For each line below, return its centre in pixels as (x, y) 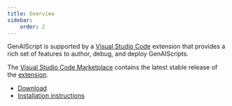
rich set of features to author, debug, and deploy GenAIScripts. (98, 54)
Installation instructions (51, 96)
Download (32, 89)
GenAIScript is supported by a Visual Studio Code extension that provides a (116, 47)
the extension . (28, 75)
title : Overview (31, 14)
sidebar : (20, 20)
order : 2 (33, 26)
